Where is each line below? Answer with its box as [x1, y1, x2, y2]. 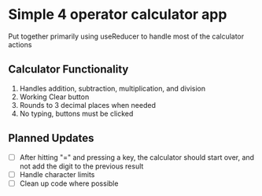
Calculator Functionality [8, 63, 129, 76]
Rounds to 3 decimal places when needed [19, 100, 156, 109]
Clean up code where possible [19, 179, 119, 188]
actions [8, 39, 32, 49]
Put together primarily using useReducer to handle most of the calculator [8, 31, 245, 41]
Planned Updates [8, 131, 94, 145]
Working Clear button [19, 92, 90, 102]
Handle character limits [19, 169, 95, 179]
